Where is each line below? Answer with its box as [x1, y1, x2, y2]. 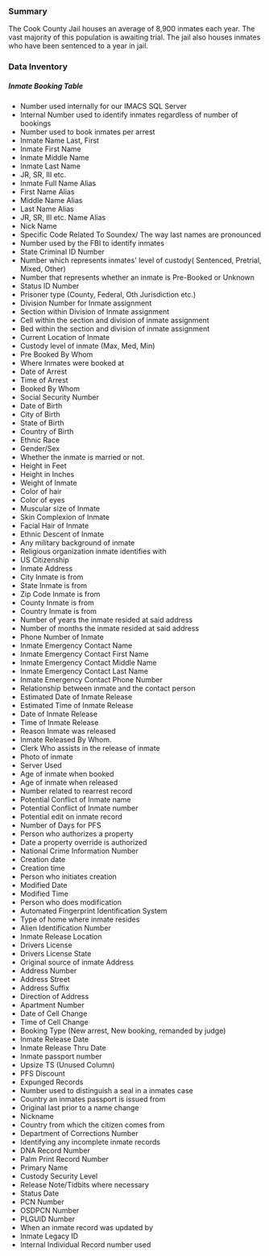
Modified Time [19, 889, 68, 899]
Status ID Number [19, 281, 80, 291]
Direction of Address [19, 992, 89, 1001]
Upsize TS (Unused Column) [19, 1060, 115, 1070]
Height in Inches [19, 470, 75, 479]
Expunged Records [19, 1077, 84, 1087]
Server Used [19, 761, 62, 770]
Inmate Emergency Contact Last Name [19, 666, 149, 676]
